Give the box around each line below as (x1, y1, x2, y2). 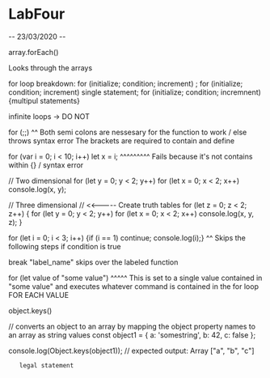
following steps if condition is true (8, 241, 121, 251)
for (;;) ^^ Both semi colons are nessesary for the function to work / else (8, 127, 247, 137)
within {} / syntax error (8, 159, 84, 170)
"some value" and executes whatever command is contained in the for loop (8, 281, 259, 291)
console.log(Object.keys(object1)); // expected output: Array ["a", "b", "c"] (8, 346, 255, 355)
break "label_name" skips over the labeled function (8, 257, 179, 267)
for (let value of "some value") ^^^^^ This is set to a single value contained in (8, 273, 263, 282)
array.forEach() (8, 47, 59, 57)
